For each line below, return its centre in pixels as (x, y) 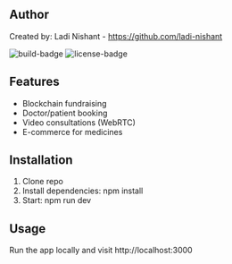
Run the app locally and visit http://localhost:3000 (101, 251)
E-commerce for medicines (72, 132)
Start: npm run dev (57, 200)
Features (34, 82)
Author (29, 15)
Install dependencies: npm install (83, 191)
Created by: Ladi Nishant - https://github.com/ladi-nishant (116, 36)
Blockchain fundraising (64, 103)
